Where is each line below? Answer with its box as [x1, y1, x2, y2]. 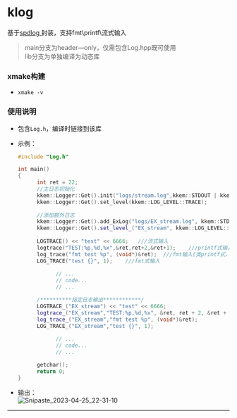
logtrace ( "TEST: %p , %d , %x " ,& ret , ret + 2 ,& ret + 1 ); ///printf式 [36, 244, 222, 251]
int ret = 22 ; [36, 179, 78, 186]
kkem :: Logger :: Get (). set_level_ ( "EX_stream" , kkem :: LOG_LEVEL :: [36, 224, 230, 232]
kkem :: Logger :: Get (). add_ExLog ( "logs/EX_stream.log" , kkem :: [36, 218, 221, 225]
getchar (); [36, 361, 69, 368]
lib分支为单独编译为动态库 [24, 52, 100, 61]
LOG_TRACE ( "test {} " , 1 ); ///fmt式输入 [36, 258, 160, 265]
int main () [17, 166, 50, 173]
